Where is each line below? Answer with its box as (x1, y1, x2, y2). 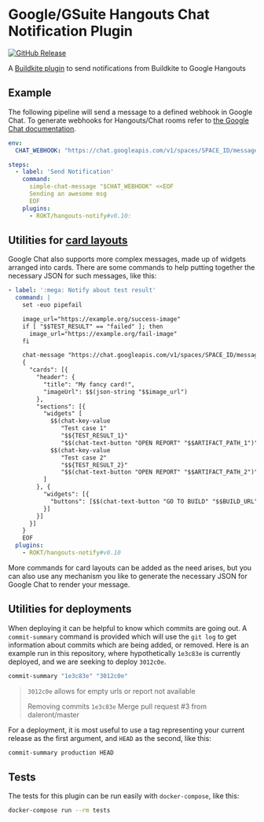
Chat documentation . (8, 123, 77, 133)
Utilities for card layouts (8, 234, 128, 247)
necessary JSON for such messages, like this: (8, 271, 157, 281)
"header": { (36, 374, 76, 382)
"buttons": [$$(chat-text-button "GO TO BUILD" (49, 497, 210, 505)
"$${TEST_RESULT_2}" (60, 461, 128, 469)
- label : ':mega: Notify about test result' (8, 286, 156, 294)
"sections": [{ (36, 403, 86, 411)
